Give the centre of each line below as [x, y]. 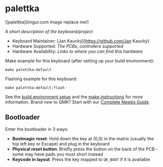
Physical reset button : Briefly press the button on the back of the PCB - [85, 149]
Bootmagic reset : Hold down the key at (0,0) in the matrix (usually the [83, 138]
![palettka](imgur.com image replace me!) [47, 22]
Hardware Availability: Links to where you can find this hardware [78, 51]
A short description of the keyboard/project [49, 31]
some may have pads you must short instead [57, 154]
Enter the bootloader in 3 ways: [37, 129]
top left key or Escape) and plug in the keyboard [61, 144]
